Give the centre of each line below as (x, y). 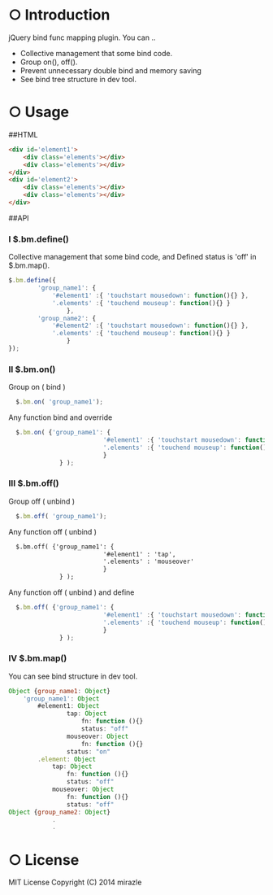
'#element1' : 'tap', (139, 554)
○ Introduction (59, 15)
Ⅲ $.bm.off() (34, 483)
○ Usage (39, 112)
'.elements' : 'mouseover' (149, 562)
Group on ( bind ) (37, 387)
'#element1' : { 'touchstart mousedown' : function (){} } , (150, 295)
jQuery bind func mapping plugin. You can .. (82, 37)
